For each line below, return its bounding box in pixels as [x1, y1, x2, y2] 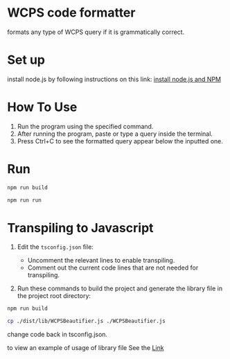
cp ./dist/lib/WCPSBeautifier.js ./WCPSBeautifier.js [7, 317, 166, 325]
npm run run [7, 196, 42, 204]
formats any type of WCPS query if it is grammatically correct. [7, 28, 185, 36]
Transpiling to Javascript [7, 220, 154, 236]
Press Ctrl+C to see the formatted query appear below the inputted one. [17, 137, 223, 145]
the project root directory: [17, 292, 91, 300]
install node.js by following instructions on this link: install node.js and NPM [7, 75, 222, 83]
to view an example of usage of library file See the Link [7, 344, 164, 352]
